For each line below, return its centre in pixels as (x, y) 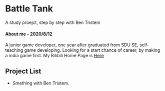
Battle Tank (29, 9)
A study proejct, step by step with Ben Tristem (53, 22)
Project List (23, 71)
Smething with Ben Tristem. (41, 83)
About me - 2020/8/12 (29, 34)
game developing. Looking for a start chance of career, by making (92, 50)
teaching (14, 50)
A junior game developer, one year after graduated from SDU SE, (72, 45)
